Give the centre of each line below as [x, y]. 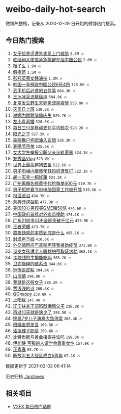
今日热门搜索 [25, 41]
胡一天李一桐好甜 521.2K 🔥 [40, 177]
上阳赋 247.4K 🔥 [29, 300]
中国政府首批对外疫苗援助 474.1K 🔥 [48, 214]
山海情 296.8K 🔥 [29, 276]
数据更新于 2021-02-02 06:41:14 [38, 366]
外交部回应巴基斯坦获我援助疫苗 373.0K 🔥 [55, 245]
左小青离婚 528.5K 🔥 [33, 121]
